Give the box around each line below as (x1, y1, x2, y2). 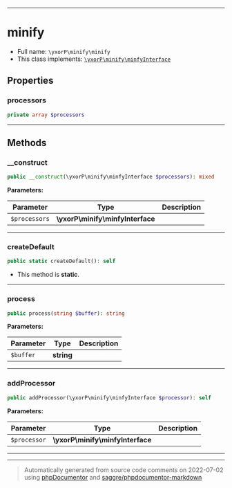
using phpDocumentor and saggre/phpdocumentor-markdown (23, 473, 202, 481)
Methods (7, 136, 47, 149)
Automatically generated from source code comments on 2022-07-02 (23, 465, 224, 474)
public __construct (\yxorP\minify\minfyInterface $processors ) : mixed (7, 174, 215, 181)
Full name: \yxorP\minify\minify (17, 47, 110, 55)
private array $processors (7, 111, 85, 118)
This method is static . (17, 271, 80, 279)
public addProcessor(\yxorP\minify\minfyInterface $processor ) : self (7, 394, 212, 401)
